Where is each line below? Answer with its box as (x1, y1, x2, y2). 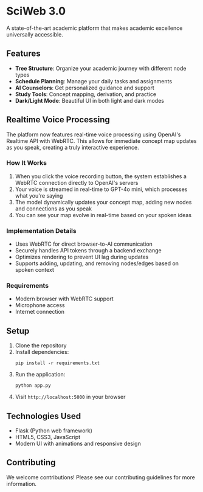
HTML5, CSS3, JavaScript (15, 434, 81, 441)
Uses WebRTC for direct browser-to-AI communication (15, 240, 153, 248)
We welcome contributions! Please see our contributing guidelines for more (6, 473, 196, 481)
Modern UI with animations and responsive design (15, 440, 141, 448)
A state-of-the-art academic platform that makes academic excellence (6, 24, 183, 32)
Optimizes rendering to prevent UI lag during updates (15, 254, 149, 261)
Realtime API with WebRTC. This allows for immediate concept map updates (6, 137, 197, 144)
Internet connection (15, 308, 65, 316)
